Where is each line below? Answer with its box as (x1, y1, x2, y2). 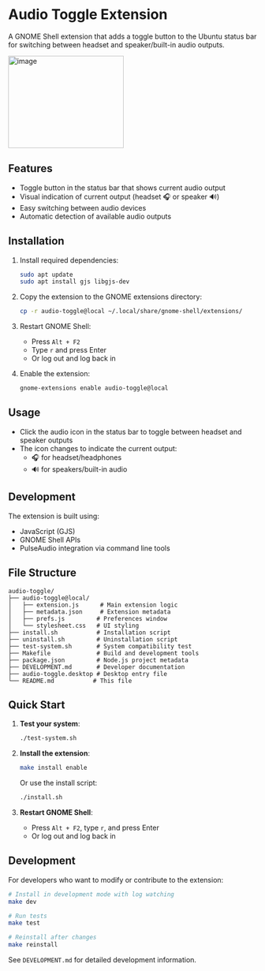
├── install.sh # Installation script (8, 629, 171, 637)
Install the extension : (19, 749, 91, 758)
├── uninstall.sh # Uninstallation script (8, 635, 178, 644)
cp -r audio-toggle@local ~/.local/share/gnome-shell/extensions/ (19, 308, 243, 316)
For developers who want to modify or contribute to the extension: (8, 875, 224, 884)
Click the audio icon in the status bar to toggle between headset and (19, 427, 242, 436)
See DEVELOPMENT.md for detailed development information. (8, 955, 197, 964)
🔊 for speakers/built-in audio (31, 464, 128, 474)
